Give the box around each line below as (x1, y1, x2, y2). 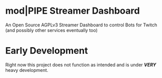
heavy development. (5, 67, 49, 73)
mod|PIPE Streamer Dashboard (5, 5, 140, 17)
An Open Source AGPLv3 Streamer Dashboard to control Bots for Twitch (5, 22, 157, 28)
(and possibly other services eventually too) (5, 27, 98, 33)
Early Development (5, 45, 88, 57)
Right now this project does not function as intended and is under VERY (5, 61, 157, 68)
